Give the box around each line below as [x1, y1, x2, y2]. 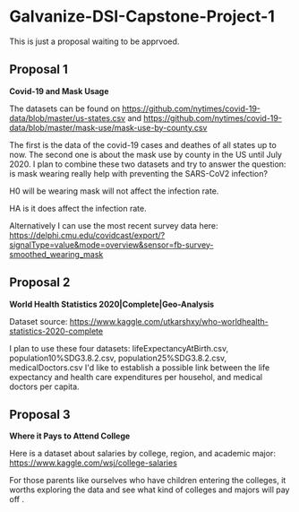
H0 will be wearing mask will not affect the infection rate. [9, 186, 219, 196]
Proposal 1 [9, 62, 69, 77]
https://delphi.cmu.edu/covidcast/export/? [9, 230, 166, 240]
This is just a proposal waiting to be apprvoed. [9, 36, 180, 47]
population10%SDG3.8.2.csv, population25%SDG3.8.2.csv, [9, 352, 227, 363]
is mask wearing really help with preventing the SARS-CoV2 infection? [9, 168, 269, 178]
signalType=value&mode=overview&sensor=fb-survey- [9, 239, 214, 250]
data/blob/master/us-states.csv [9, 112, 126, 123]
